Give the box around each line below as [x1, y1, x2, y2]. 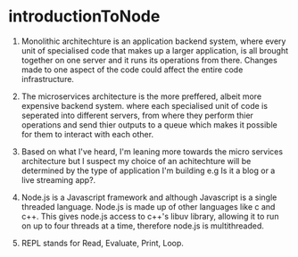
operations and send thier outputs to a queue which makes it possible [21, 119, 277, 130]
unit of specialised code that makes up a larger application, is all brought [21, 45, 289, 55]
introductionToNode [8, 6, 161, 27]
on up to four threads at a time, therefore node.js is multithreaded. [21, 220, 265, 231]
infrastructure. [21, 73, 75, 84]
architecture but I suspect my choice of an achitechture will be [21, 155, 252, 166]
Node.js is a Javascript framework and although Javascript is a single [21, 192, 277, 203]
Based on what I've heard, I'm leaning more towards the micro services [21, 145, 283, 157]
